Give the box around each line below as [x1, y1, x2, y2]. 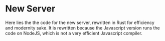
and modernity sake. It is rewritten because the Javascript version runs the [5, 24, 160, 30]
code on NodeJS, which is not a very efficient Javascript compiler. [5, 30, 143, 36]
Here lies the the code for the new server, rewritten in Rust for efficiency [5, 19, 154, 25]
